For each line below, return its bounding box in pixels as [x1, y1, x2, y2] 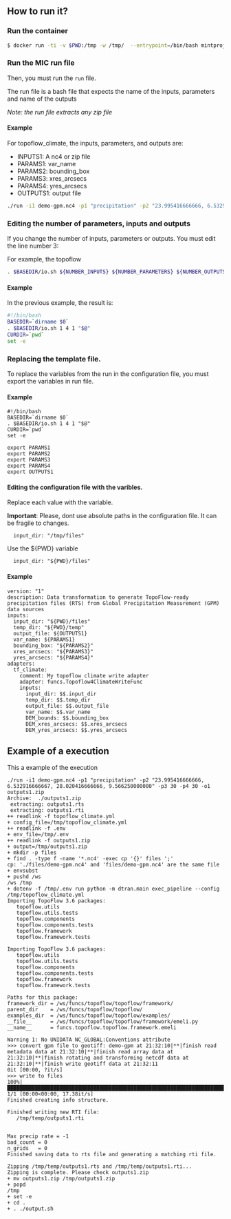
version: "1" [7, 588, 45, 595]
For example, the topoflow [7, 255, 81, 264]
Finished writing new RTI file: [7, 1109, 100, 1116]
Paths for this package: [7, 994, 78, 1001]
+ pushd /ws [7, 873, 41, 880]
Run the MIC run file [7, 58, 75, 68]
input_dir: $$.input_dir [25, 690, 97, 697]
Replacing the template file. [7, 354, 101, 364]
